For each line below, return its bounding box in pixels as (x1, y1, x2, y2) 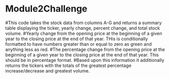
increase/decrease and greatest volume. (5, 67, 90, 73)
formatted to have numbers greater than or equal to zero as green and (5, 41, 152, 47)
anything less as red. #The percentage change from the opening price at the (5, 46, 165, 52)
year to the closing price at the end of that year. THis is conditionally (5, 36, 148, 42)
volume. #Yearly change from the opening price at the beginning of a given (5, 30, 162, 36)
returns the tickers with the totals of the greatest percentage (5, 62, 132, 68)
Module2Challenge (5, 3, 88, 15)
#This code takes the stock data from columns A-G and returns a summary (5, 20, 162, 26)
